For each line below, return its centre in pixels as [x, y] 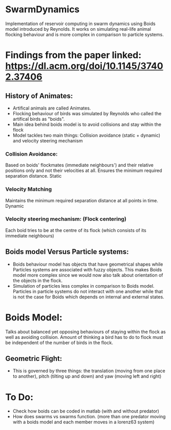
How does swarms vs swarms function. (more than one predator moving [89, 417]
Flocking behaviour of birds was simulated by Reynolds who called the [87, 113]
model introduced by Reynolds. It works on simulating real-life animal [78, 29]
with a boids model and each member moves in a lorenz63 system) [83, 422]
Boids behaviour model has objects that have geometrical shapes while [88, 264]
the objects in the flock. [38, 281]
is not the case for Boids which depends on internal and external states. [89, 297]
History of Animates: [39, 96]
